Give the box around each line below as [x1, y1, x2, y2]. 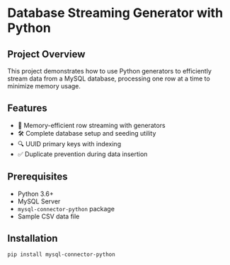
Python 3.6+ [17, 189, 54, 198]
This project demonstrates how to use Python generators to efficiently [7, 67, 212, 75]
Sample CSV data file [17, 212, 80, 220]
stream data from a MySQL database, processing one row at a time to [7, 74, 210, 83]
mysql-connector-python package [17, 204, 115, 213]
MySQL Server [17, 196, 61, 206]
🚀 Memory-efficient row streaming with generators [17, 121, 166, 129]
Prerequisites [7, 171, 68, 183]
